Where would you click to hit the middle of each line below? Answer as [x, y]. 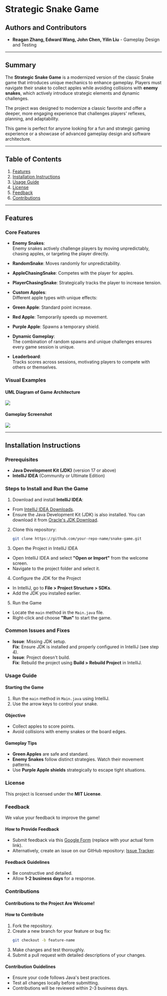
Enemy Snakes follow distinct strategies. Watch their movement [78, 760]
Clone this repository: [34, 529]
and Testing [24, 45]
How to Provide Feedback [32, 829]
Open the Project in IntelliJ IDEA [45, 548]
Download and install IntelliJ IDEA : [48, 499]
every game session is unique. [43, 347]
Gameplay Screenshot [29, 414]
